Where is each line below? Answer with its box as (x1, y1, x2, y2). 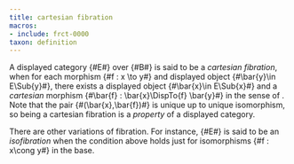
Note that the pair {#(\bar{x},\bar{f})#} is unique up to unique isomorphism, (9, 99, 286, 111)
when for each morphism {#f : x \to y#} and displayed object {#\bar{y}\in (9, 72, 276, 82)
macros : (9, 21, 38, 30)
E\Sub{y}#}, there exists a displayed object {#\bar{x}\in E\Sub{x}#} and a (9, 81, 278, 91)
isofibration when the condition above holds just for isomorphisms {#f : (9, 136, 269, 146)
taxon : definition (9, 37, 77, 47)
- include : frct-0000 (9, 29, 90, 38)
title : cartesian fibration (9, 12, 114, 22)
